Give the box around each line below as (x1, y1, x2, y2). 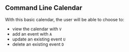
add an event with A (12, 31, 52, 37)
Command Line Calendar (5, 4, 82, 12)
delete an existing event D (12, 41, 64, 47)
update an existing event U (12, 36, 66, 42)
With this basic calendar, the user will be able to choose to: (5, 16, 124, 22)
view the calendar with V (12, 26, 62, 32)
